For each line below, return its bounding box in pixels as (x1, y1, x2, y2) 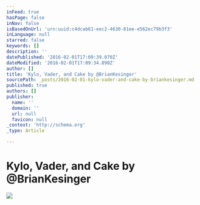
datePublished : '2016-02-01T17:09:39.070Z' (6, 54, 119, 60)
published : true (6, 83, 47, 89)
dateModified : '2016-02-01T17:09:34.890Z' (6, 60, 116, 66)
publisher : (6, 94, 34, 100)
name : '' (12, 99, 34, 105)
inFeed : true (6, 9, 40, 15)
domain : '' (12, 105, 40, 111)
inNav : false (6, 20, 40, 26)
